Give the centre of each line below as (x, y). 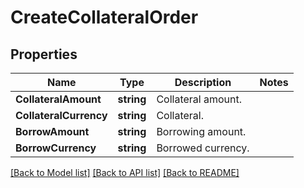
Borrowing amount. (201, 131)
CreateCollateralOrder (104, 17)
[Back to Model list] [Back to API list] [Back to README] (125, 172)
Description (203, 82)
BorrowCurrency (56, 148)
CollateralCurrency (61, 115)
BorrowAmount (52, 131)
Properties (44, 54)
